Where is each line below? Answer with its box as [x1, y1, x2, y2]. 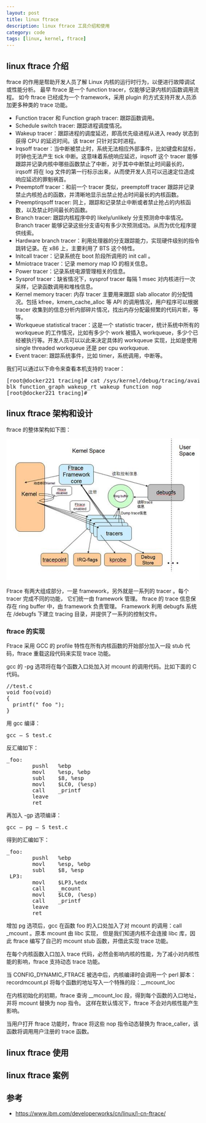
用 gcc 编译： [6, 719, 41, 727]
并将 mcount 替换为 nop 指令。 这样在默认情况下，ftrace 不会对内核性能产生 [6, 1000, 199, 1007]
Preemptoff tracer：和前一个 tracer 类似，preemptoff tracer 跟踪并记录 [15, 183, 195, 190]
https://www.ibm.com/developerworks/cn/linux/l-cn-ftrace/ [15, 1110, 166, 1117]
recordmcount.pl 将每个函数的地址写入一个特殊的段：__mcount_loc [6, 979, 176, 986]
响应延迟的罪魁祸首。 [15, 175, 69, 183]
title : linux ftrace [6, 16, 59, 23]
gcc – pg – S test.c [6, 824, 69, 831]
